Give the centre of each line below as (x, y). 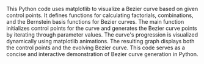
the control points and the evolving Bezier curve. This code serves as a (96, 48)
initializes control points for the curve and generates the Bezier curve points (102, 28)
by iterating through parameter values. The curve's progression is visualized (102, 35)
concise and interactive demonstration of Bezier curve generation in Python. (102, 54)
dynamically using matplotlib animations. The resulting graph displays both (100, 41)
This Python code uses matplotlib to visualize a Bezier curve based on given (102, 9)
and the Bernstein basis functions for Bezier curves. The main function (95, 22)
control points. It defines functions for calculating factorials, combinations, (100, 15)
